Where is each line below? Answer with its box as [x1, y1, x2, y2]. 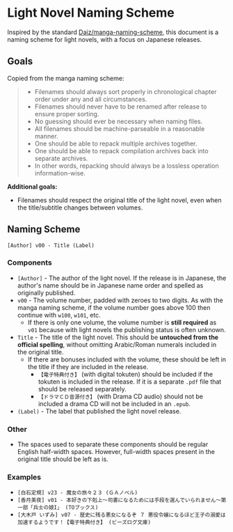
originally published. [17, 288, 76, 297]
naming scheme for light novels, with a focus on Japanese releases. [7, 35, 202, 43]
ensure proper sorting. [34, 109, 99, 118]
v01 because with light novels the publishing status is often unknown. [27, 325, 226, 334]
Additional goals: [7, 182, 58, 191]
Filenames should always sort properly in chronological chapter [34, 87, 217, 95]
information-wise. [34, 169, 86, 177]
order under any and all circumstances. [34, 95, 147, 103]
